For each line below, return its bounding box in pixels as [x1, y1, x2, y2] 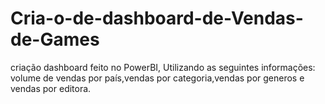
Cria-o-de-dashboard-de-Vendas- [10, 7, 304, 30]
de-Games [10, 28, 100, 51]
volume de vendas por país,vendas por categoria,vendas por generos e [10, 72, 305, 84]
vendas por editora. [10, 82, 92, 94]
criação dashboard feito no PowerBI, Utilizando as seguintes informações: [10, 61, 316, 73]
